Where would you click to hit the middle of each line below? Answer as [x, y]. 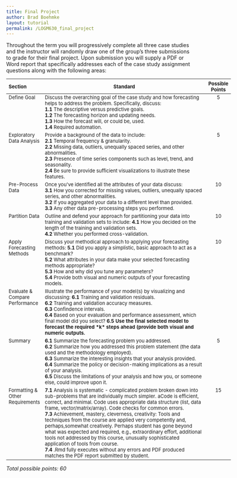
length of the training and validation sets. [91, 228]
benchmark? [59, 253]
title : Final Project [33, 12]
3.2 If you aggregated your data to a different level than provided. [118, 202]
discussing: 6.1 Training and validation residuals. [100, 297]
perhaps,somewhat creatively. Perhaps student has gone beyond [118, 426]
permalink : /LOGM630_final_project [50, 28]
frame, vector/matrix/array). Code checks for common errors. [114, 408]
